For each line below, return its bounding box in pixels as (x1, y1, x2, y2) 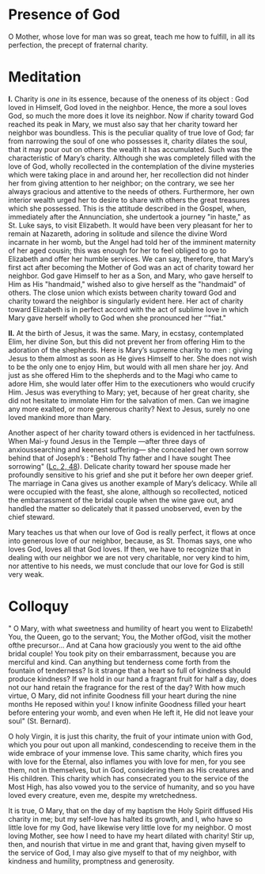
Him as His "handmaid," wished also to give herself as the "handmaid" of (8, 279, 246, 288)
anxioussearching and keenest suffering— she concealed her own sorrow (8, 445, 249, 454)
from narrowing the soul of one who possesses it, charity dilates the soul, (8, 136, 248, 146)
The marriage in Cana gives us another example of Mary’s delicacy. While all (8, 478, 257, 488)
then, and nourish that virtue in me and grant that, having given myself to (8, 839, 246, 849)
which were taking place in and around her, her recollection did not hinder (8, 170, 249, 179)
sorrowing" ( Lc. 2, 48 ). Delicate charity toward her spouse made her (8, 461, 231, 471)
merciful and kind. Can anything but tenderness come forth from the (8, 657, 231, 666)
